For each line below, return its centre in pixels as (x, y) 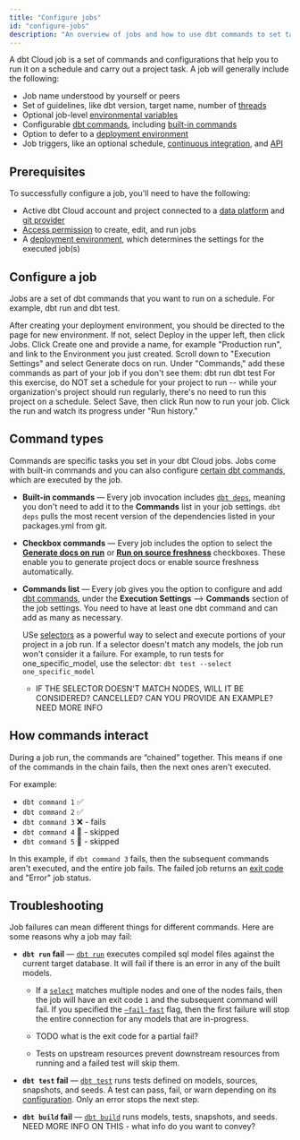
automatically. (48, 571)
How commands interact (79, 736)
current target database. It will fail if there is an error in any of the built (151, 964)
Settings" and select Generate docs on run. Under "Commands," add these (147, 363)
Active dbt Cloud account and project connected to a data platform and (153, 210)
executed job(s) (51, 249)
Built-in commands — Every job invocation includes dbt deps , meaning (154, 497)
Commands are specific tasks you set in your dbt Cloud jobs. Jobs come (143, 460)
